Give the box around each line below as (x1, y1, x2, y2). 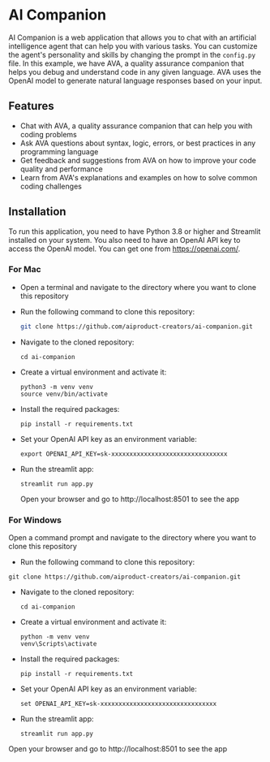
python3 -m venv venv (19, 383, 93, 391)
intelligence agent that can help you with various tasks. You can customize (8, 41, 258, 50)
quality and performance (19, 164, 104, 174)
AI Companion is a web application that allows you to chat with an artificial (8, 32, 257, 42)
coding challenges (19, 181, 83, 191)
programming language (19, 146, 99, 156)
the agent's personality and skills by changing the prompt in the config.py (8, 50, 256, 59)
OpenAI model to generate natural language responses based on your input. (8, 76, 263, 85)
